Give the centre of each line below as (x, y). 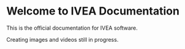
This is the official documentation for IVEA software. (72, 28)
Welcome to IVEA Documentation (93, 11)
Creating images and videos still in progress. (62, 39)
